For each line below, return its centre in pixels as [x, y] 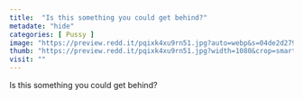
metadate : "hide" [42, 26]
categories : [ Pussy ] [52, 34]
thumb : [22, 51]
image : [22, 43]
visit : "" [28, 59]
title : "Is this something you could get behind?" [108, 18]
